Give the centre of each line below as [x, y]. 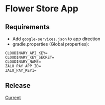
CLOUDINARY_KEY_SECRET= [30, 57]
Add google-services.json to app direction [56, 39]
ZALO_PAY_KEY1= [21, 70]
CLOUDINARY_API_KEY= [27, 53]
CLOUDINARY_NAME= [23, 62]
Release [18, 85]
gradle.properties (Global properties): [51, 44]
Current [13, 98]
